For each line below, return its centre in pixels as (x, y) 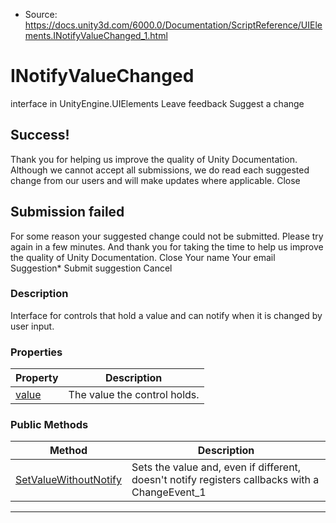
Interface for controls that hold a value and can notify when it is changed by (166, 315)
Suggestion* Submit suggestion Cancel (91, 268)
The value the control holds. (134, 395)
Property (37, 378)
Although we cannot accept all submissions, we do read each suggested (160, 170)
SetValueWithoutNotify (69, 480)
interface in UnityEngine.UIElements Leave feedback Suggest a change (157, 103)
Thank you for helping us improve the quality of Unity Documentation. (154, 159)
